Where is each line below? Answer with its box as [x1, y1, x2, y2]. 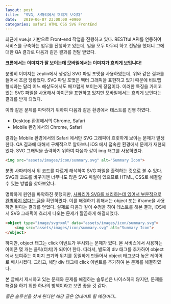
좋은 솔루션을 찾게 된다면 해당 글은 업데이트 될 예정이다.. [5, 293, 117, 299]
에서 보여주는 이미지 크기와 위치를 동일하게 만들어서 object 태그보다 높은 [5, 253, 150, 259]
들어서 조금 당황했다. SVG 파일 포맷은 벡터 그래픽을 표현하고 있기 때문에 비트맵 [5, 77, 162, 83]
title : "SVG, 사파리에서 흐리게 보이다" [5, 12, 83, 17]
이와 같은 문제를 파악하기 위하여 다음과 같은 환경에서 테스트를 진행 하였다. [5, 107, 151, 113]
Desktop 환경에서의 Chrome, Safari [12, 118, 85, 124]
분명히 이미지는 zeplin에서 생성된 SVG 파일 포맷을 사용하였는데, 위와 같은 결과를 [5, 71, 164, 77]
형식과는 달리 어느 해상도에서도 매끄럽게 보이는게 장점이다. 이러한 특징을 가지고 [5, 84, 162, 90]
